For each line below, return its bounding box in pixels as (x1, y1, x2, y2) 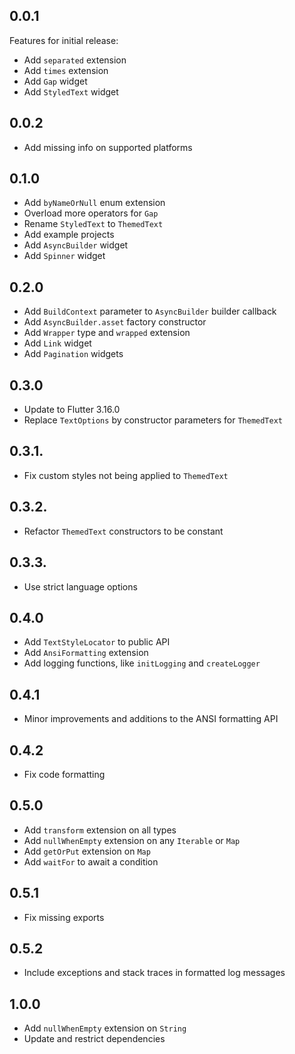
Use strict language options (23, 580, 138, 593)
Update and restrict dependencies (23, 1033, 166, 1045)
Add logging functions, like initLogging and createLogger (23, 657, 261, 669)
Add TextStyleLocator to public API (23, 636, 171, 648)
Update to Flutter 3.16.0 (23, 404, 121, 416)
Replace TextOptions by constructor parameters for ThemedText (23, 414, 284, 426)
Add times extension (23, 64, 109, 76)
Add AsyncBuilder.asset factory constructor (23, 316, 207, 328)
